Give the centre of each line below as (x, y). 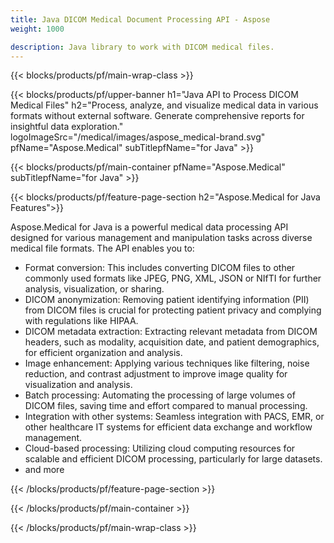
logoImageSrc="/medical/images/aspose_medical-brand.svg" (138, 137)
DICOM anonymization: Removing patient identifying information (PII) (167, 300)
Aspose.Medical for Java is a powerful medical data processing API (149, 227)
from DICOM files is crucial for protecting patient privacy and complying (173, 310)
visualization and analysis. (78, 385)
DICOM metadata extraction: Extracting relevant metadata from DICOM (171, 332)
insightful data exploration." (67, 127)
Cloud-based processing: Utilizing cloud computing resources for (160, 448)
